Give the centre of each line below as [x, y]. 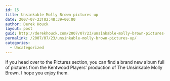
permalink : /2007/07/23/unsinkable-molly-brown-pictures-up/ [71, 38]
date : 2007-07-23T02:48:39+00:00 [40, 19]
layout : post [19, 29]
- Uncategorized [27, 48]
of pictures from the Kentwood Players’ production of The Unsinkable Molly [84, 67]
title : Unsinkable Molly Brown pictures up [52, 15]
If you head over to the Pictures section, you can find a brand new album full [85, 62]
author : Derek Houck [27, 24]
